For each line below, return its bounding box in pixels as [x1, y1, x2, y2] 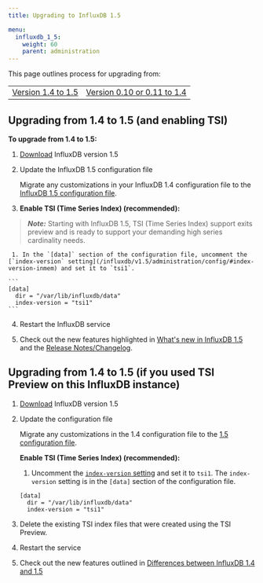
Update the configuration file [19, 414, 113, 423]
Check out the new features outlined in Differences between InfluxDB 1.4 [19, 558, 255, 567]
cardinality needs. [27, 235, 86, 244]
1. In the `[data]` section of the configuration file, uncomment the [11, 251, 247, 258]
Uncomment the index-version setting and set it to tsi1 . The [31, 468, 228, 478]
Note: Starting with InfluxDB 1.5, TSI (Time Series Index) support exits [27, 218, 253, 228]
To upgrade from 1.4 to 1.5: [8, 134, 97, 144]
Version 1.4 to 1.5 [12, 87, 79, 98]
